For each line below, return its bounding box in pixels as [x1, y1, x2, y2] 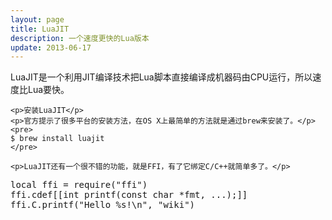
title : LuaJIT [10, 24, 70, 34]
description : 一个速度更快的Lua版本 [10, 33, 150, 43]
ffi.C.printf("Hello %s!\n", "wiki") [10, 199, 196, 211]
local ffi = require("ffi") [10, 179, 148, 191]
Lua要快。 [27, 84, 70, 96]
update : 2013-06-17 [10, 42, 92, 53]
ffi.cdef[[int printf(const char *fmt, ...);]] [10, 189, 248, 201]
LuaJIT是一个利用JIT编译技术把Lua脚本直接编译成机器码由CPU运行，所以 [10, 71, 313, 83]
